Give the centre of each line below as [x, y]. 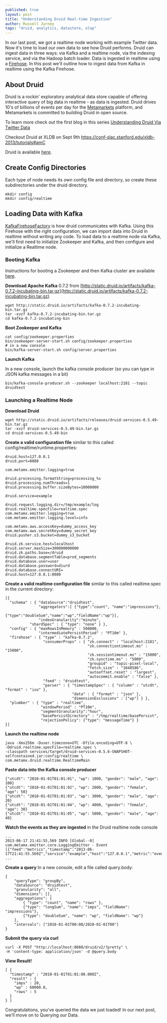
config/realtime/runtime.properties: [41, 448]
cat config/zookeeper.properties [40, 337]
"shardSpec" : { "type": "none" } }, [69, 624]
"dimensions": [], [33, 894]
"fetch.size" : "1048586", [115, 668]
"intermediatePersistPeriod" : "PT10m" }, [83, 633]
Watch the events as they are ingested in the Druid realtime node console [82, 827]
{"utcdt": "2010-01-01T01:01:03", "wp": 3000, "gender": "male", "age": [82, 796]
